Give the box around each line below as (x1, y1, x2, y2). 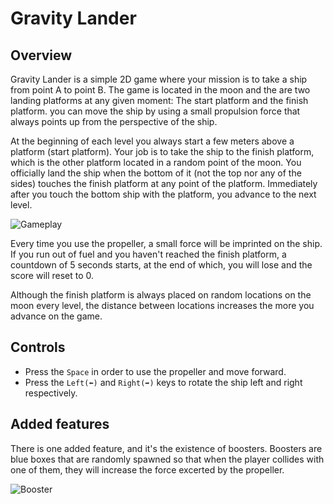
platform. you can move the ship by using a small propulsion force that (10, 105, 301, 117)
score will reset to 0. (10, 270, 95, 281)
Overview (10, 47, 73, 64)
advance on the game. (10, 310, 103, 322)
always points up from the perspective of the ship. (10, 116, 218, 127)
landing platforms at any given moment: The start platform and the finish (10, 95, 309, 106)
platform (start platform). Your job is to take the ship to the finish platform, (10, 146, 315, 157)
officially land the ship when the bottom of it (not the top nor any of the (10, 167, 302, 179)
